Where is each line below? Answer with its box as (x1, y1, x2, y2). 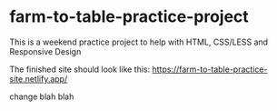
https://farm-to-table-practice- (152, 64, 268, 75)
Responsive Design (9, 45, 82, 56)
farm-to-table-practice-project (9, 6, 250, 27)
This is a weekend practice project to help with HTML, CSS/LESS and (9, 36, 269, 47)
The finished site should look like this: (9, 64, 151, 75)
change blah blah (9, 91, 74, 102)
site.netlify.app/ (9, 73, 68, 84)
